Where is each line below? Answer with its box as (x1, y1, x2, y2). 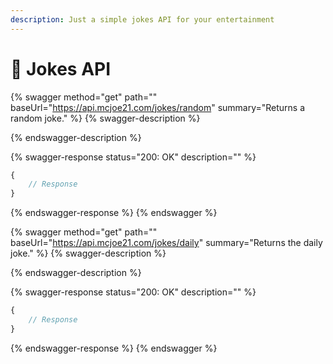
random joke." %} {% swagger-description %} (10, 112, 201, 124)
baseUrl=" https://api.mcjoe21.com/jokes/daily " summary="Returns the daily (10, 237, 323, 249)
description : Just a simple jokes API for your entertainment (10, 14, 275, 25)
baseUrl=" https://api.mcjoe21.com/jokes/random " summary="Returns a (10, 101, 306, 113)
